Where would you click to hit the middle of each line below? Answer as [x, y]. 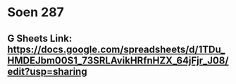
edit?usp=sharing [47, 71]
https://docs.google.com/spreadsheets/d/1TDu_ [116, 49]
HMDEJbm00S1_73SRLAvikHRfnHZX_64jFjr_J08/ [118, 60]
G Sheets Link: [40, 38]
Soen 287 [36, 12]
